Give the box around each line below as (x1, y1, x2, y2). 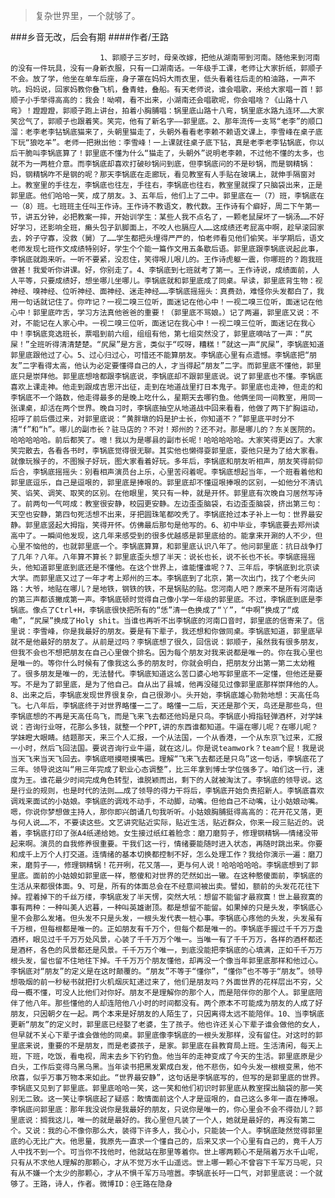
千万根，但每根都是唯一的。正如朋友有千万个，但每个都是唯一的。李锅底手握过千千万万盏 (10, 924, 323, 934)
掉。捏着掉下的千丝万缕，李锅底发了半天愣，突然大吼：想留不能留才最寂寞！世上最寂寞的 (10, 892, 323, 902)
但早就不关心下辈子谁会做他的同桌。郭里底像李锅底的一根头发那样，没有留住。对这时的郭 (10, 1030, 323, 1040)
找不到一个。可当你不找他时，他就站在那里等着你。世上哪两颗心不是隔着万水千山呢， (24, 1147, 323, 1157)
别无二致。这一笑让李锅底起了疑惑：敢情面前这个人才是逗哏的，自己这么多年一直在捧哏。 (10, 1094, 323, 1104)
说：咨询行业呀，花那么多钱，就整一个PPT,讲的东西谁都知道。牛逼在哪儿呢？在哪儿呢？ (10, 722, 319, 732)
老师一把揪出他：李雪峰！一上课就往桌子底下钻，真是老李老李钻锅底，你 (63, 138, 317, 148)
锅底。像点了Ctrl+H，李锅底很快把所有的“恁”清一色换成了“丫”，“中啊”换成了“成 (10, 605, 300, 615)
